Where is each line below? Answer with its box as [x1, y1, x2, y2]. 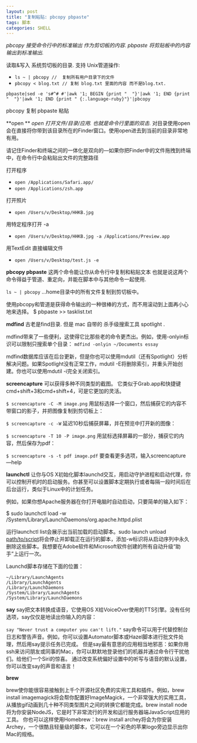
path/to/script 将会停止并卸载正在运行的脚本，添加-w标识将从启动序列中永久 [6, 536, 189, 543]
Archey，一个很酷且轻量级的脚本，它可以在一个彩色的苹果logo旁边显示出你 [6, 724, 188, 731]
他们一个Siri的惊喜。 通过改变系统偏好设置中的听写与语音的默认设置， [21, 655, 191, 662]
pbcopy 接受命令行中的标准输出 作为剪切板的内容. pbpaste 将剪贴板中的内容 [6, 42, 191, 49]
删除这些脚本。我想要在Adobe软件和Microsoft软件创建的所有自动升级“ [6, 543, 176, 550]
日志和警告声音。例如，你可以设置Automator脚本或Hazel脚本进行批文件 [6, 633, 179, 641]
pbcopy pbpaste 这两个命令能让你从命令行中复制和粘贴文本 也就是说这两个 [6, 269, 189, 276]
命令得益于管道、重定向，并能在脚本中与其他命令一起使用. [6, 276, 147, 283]
